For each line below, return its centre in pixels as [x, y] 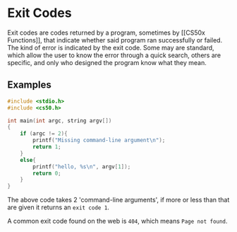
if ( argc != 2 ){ [44, 134]
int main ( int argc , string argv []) [60, 121]
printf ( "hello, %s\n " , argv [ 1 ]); [82, 167]
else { [28, 160]
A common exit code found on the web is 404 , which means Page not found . [117, 221]
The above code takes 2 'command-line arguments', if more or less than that [119, 200]
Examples [29, 85]
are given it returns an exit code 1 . [58, 207]
